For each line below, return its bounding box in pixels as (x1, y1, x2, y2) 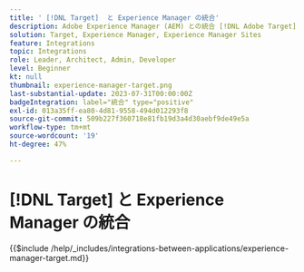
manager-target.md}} (9, 252, 89, 263)
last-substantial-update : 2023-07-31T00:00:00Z (9, 89, 193, 98)
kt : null (9, 73, 43, 82)
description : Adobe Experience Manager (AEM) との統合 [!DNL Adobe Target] (9, 22, 297, 31)
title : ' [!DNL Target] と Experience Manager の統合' (9, 13, 220, 23)
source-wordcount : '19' (9, 131, 100, 141)
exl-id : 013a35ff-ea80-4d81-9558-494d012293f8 (9, 106, 189, 115)
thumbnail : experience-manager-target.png (9, 81, 172, 90)
